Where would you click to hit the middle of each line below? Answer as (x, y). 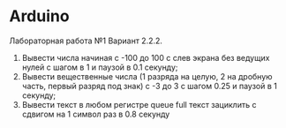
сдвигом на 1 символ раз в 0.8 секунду (96, 114)
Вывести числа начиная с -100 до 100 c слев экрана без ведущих (146, 57)
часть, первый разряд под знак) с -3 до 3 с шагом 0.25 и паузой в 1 (150, 86)
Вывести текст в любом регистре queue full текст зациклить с (139, 104)
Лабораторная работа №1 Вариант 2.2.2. (86, 41)
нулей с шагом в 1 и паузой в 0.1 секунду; (100, 67)
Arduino (39, 16)
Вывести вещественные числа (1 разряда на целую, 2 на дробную (147, 76)
